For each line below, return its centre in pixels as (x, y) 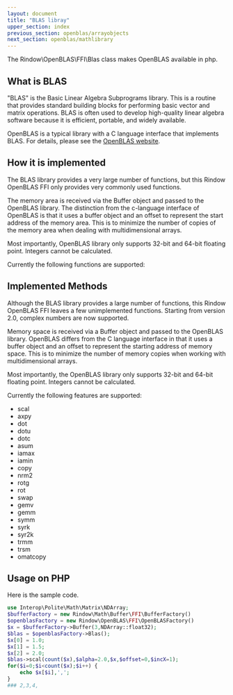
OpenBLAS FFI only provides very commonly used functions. (95, 187)
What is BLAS (37, 81)
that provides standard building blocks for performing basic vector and (109, 105)
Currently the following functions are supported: (76, 264)
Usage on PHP (39, 578)
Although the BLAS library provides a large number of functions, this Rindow (116, 303)
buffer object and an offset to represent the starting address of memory (110, 346)
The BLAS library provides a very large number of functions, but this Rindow (116, 179)
